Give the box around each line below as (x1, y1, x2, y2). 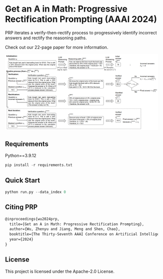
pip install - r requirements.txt (5, 163, 73, 168)
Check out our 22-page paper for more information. (5, 44, 108, 50)
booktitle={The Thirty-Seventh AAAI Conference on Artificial (9, 232, 138, 237)
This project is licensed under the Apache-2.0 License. (5, 268, 115, 274)
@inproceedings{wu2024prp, (5, 216, 60, 221)
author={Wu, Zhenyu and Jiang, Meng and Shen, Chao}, (9, 227, 120, 231)
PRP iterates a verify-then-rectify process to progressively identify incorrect (5, 30, 157, 35)
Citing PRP (5, 203, 38, 212)
